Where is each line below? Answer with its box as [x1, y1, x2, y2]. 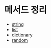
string [11, 21, 24, 27]
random [11, 37, 28, 43]
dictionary [11, 32, 33, 38]
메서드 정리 [4, 4, 47, 16]
